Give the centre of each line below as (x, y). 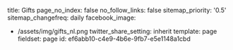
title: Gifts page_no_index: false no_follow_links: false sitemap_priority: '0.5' (117, 10)
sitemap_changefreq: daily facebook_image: (72, 18)
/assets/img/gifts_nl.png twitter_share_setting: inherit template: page (117, 31)
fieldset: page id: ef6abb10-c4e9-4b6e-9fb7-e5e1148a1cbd (104, 39)
